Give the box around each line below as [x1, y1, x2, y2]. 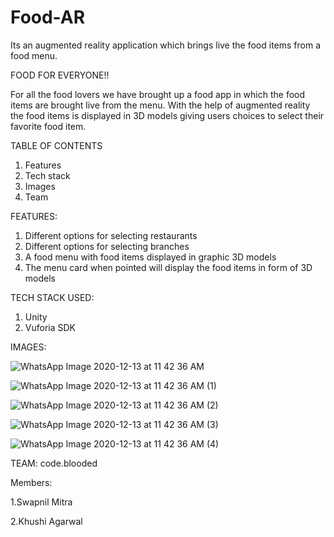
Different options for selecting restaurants [24, 229, 198, 241]
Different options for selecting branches [24, 240, 190, 252]
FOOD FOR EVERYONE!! [10, 69, 110, 81]
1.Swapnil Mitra [10, 496, 73, 508]
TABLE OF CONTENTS [10, 139, 103, 151]
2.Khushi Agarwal [10, 515, 83, 527]
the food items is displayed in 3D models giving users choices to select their [10, 109, 325, 121]
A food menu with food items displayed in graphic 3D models [24, 251, 277, 263]
